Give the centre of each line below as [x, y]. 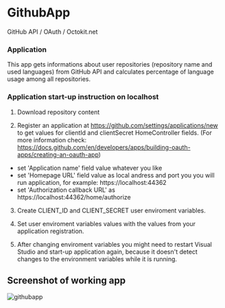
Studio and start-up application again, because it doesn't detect [107, 252]
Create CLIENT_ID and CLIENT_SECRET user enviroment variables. [111, 210]
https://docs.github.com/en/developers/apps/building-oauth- [104, 147]
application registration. [50, 231]
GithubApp [39, 13]
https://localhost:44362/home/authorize [74, 197]
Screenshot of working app [67, 280]
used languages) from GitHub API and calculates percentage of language [110, 72]
